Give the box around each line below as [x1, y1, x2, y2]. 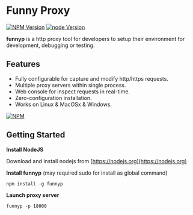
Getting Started [6, 130, 66, 140]
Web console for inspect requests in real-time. [14, 88, 130, 95]
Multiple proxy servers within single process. [14, 81, 126, 89]
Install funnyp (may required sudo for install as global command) [6, 169, 168, 176]
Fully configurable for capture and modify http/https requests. [14, 75, 168, 82]
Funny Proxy [6, 4, 70, 17]
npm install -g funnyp [6, 181, 63, 187]
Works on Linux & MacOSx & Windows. [14, 101, 112, 108]
